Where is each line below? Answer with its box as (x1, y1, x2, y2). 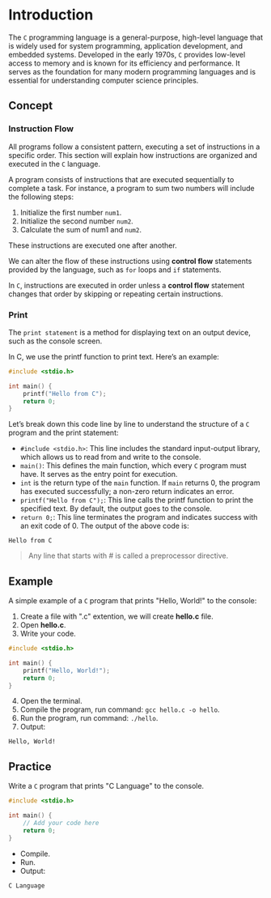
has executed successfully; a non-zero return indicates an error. (19, 487, 235, 496)
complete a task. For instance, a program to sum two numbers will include (8, 183, 255, 193)
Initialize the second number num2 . (19, 216, 133, 226)
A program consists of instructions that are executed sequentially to (8, 174, 235, 184)
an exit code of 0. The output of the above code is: (19, 521, 189, 531)
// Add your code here (23, 819, 100, 828)
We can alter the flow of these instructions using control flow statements (8, 256, 252, 266)
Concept (8, 99, 53, 113)
